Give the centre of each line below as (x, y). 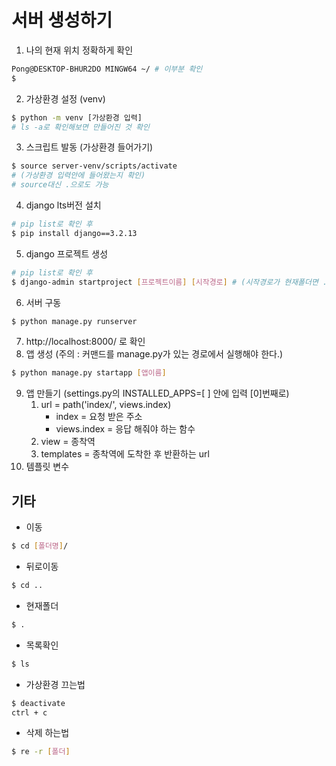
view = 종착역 (68, 442)
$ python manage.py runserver (74, 321)
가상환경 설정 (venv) (65, 98)
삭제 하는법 (47, 733)
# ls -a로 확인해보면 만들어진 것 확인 (80, 127)
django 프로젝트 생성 (67, 253)
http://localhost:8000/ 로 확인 (85, 342)
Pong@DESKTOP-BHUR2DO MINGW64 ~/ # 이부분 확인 (107, 69)
